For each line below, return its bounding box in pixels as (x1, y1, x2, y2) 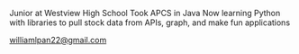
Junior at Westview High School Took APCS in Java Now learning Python (9, 8, 281, 18)
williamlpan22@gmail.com (9, 35, 107, 45)
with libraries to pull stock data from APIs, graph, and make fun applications (9, 17, 291, 28)
